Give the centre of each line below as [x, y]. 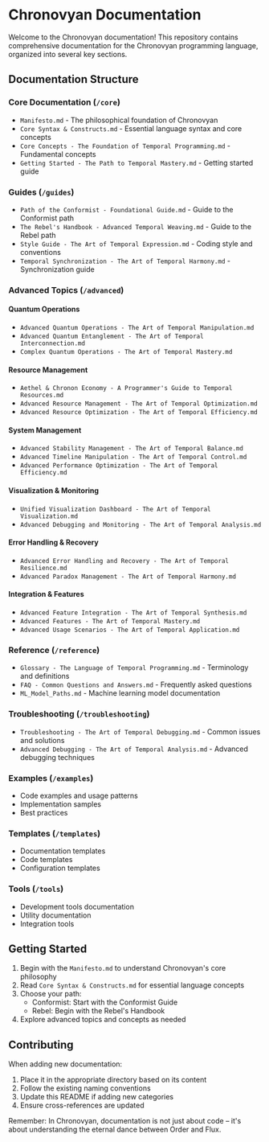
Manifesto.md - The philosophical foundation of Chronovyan [119, 120]
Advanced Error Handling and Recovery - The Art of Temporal [124, 561]
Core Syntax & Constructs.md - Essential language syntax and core [131, 128]
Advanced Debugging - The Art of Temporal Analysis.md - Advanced [134, 749]
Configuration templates [60, 868]
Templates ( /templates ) [55, 833]
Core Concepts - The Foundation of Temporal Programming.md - [125, 146]
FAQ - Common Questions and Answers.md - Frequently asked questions [136, 684]
